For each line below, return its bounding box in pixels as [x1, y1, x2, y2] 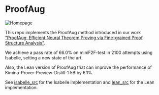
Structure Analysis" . [5, 40, 45, 46]
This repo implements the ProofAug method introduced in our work [5, 29, 141, 35]
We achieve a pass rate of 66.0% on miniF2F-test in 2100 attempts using [5, 49, 153, 55]
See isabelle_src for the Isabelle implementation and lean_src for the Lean [5, 79, 155, 85]
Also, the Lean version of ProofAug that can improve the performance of [5, 64, 152, 70]
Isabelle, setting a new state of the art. [5, 54, 83, 60]
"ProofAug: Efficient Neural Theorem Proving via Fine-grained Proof [5, 35, 143, 41]
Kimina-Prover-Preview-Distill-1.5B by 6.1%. [5, 69, 94, 75]
